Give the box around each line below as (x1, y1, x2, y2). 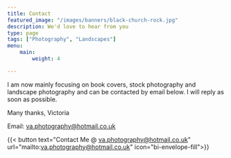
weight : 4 (32, 55, 60, 62)
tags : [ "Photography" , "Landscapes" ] (7, 36, 117, 43)
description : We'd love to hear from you (7, 23, 129, 30)
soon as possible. (7, 95, 58, 103)
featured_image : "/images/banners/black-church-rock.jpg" (7, 17, 178, 24)
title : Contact (7, 10, 51, 17)
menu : (7, 42, 23, 49)
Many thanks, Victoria (7, 108, 69, 116)
